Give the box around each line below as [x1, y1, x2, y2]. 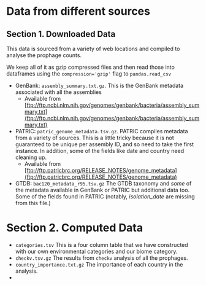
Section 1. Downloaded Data [6, 29, 116, 39]
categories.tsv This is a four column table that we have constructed [15, 241, 188, 248]
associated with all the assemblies [15, 88, 102, 96]
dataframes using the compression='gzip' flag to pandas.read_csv [6, 70, 172, 77]
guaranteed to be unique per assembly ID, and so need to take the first [15, 141, 194, 148]
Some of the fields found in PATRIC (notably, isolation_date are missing [15, 193, 195, 200]
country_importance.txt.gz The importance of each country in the [15, 260, 183, 268]
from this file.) [15, 200, 51, 206]
